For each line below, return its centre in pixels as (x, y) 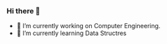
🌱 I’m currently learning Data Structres (71, 33)
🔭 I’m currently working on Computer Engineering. (88, 26)
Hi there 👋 (24, 11)
